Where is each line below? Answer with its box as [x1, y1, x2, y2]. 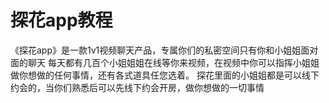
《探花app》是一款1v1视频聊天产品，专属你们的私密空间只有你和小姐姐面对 [10, 44, 319, 56]
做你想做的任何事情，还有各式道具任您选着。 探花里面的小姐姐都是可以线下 [10, 69, 320, 81]
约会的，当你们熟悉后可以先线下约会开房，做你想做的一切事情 [10, 81, 265, 93]
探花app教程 [10, 9, 113, 32]
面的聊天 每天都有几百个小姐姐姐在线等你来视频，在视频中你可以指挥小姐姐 [10, 56, 320, 68]
